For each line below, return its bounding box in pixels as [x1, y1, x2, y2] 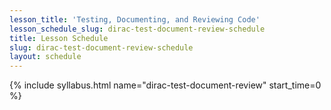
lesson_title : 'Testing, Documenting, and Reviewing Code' [9, 14, 261, 25]
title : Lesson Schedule [9, 33, 109, 43]
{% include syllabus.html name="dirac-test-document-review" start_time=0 [9, 79, 322, 91]
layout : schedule [9, 52, 82, 62]
